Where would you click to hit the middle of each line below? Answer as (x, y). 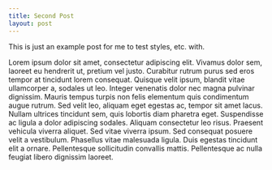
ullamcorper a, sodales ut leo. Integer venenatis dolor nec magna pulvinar (132, 88)
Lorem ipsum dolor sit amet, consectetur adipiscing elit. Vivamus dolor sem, (135, 62)
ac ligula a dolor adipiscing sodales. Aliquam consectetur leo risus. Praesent (136, 122)
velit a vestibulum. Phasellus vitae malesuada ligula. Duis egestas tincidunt (133, 139)
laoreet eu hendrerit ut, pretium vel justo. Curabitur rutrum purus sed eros (132, 70)
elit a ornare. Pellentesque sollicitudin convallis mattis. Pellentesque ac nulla (135, 148)
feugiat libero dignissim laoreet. (61, 157)
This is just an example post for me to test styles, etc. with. (107, 46)
